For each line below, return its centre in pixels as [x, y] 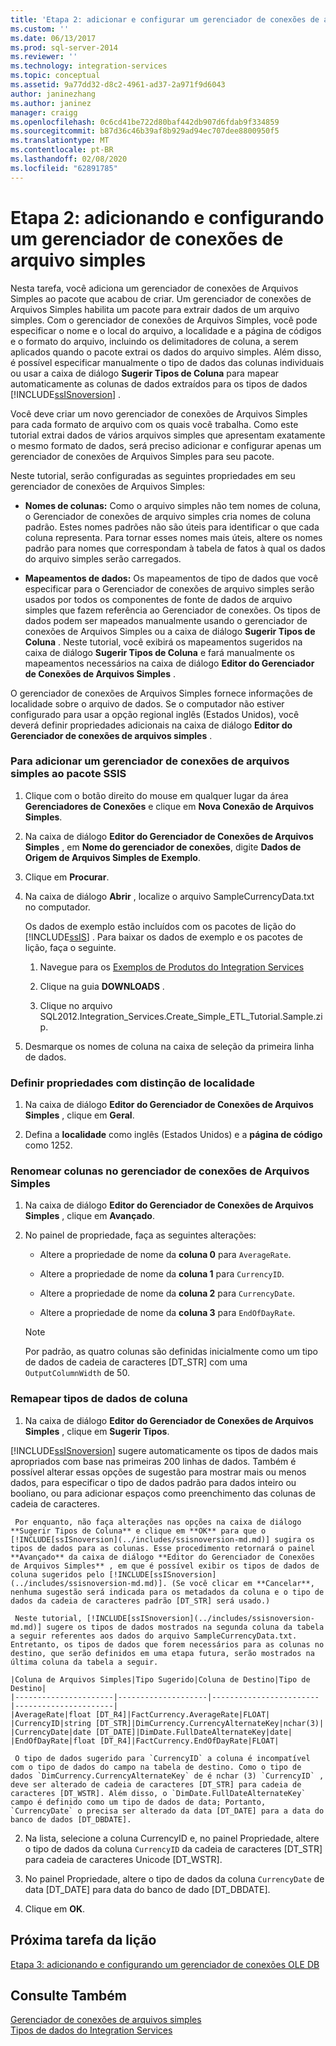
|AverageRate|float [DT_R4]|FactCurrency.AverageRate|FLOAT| [140, 1714]
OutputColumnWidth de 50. [77, 1373]
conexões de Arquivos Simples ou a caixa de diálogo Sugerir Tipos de [170, 631]
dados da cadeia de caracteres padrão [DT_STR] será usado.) [140, 1601]
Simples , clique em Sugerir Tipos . [97, 1431]
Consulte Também [69, 1995]
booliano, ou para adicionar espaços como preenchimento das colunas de [163, 1493]
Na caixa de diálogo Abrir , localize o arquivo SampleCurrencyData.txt [169, 896]
